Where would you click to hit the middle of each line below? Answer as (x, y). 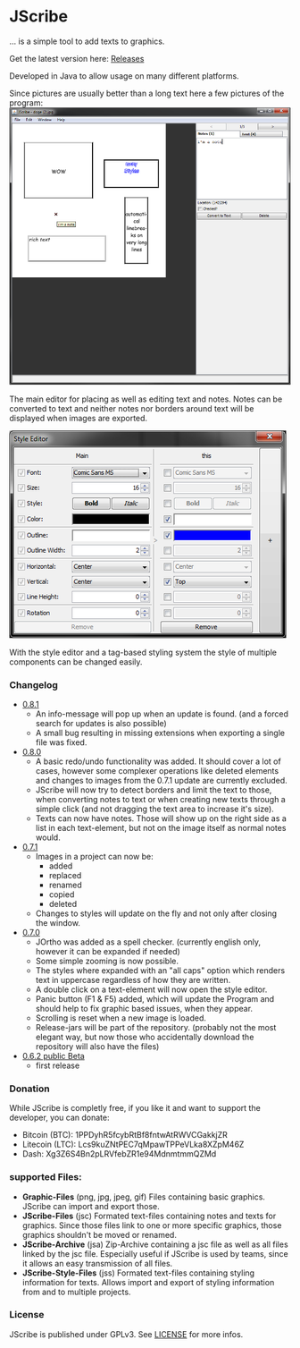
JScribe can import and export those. (91, 1206)
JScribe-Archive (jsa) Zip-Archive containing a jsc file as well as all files (155, 1244)
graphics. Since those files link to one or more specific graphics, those (152, 1225)
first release (58, 1065)
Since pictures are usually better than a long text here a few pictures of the (147, 93)
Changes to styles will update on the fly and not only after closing (156, 913)
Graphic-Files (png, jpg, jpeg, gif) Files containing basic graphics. (144, 1197)
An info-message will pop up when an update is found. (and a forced (162, 714)
